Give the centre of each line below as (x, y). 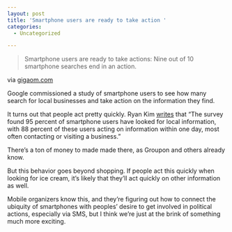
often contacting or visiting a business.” (64, 137)
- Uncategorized (37, 33)
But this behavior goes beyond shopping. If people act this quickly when (111, 171)
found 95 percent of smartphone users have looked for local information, (112, 122)
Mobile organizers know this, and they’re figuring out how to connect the (111, 199)
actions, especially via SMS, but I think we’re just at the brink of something (114, 214)
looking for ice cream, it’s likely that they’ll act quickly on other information (114, 178)
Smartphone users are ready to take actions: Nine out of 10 (109, 59)
